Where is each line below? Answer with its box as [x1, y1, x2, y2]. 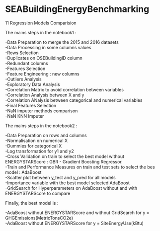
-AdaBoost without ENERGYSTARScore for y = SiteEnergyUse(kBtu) [5, 220, 144, 226]
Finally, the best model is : [5, 200, 59, 206]
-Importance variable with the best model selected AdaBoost [5, 180, 130, 186]
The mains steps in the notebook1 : [5, 29, 77, 35]
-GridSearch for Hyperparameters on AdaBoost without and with [5, 185, 138, 191]
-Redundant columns [5, 60, 48, 66]
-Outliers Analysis [5, 76, 42, 82]
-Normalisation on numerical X [5, 138, 68, 144]
